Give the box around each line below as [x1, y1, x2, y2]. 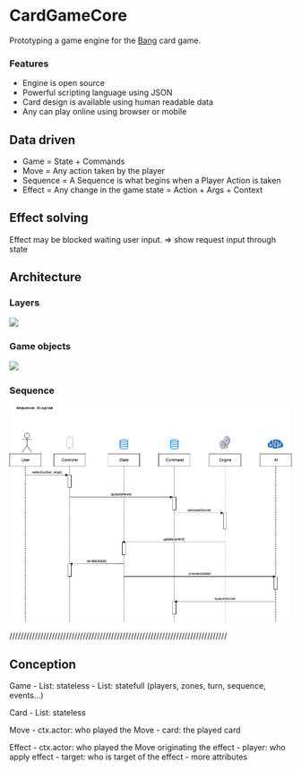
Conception [9, 656, 76, 672]
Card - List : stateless [9, 707, 87, 717]
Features [9, 57, 49, 70]
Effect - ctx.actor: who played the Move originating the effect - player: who [9, 741, 286, 752]
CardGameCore [9, 5, 128, 26]
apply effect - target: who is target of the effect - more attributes [9, 751, 248, 762]
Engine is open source [21, 78, 106, 89]
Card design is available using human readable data [21, 97, 213, 107]
